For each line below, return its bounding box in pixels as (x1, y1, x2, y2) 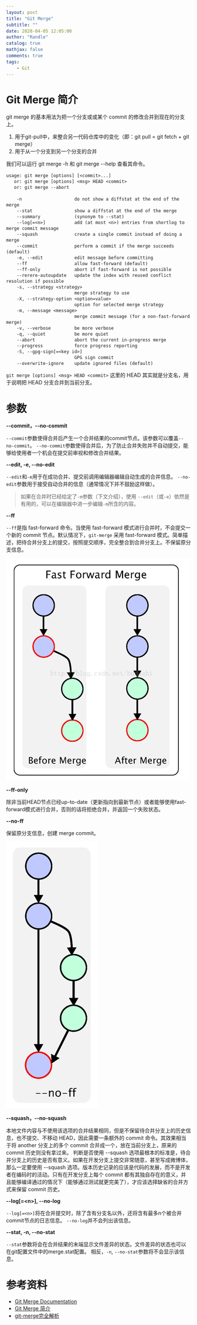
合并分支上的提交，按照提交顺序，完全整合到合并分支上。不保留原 (26, 539, 186, 546)
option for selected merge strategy (74, 302, 164, 308)
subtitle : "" (6, 22, 38, 28)
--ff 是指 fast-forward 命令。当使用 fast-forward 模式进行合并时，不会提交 (6, 524, 186, 531)
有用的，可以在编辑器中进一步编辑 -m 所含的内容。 (20, 501, 140, 508)
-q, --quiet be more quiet (16, 332, 109, 337)
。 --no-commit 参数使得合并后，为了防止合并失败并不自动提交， (29, 442, 184, 449)
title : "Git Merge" (6, 15, 54, 22)
